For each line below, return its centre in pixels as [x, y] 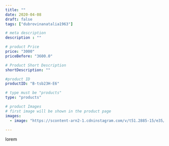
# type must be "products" [33, 93]
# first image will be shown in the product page [58, 111]
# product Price [22, 47]
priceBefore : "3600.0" [29, 56]
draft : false [19, 19]
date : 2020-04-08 [23, 15]
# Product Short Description [36, 65]
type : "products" [23, 98]
